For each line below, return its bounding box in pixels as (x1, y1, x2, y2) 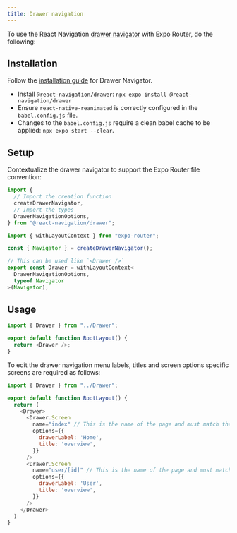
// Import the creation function (13, 193, 112, 200)
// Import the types (13, 206, 74, 213)
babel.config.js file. (17, 111, 78, 120)
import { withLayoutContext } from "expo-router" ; (7, 232, 159, 239)
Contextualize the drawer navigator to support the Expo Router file (7, 165, 200, 174)
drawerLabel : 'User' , (38, 480, 102, 487)
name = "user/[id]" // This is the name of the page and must (32, 467, 213, 474)
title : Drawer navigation (7, 10, 83, 18)
